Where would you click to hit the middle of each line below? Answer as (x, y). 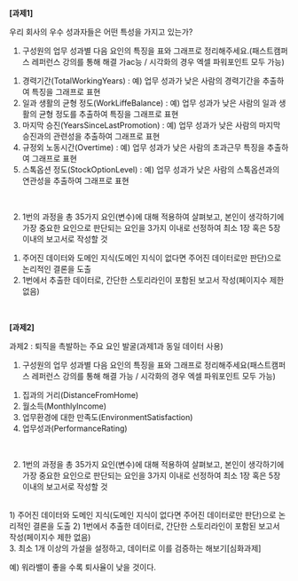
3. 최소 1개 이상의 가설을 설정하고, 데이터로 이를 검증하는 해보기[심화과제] (135, 548)
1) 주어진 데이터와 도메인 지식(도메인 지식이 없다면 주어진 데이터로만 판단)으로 (143, 515)
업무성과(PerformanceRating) (74, 428)
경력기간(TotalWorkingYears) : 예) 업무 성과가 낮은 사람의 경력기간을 (141, 81)
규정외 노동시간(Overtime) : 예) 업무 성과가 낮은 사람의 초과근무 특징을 (143, 147)
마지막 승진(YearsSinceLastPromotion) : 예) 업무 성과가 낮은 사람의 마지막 (151, 125)
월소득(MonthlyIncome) (64, 406)
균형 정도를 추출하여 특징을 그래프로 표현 (109, 114)
